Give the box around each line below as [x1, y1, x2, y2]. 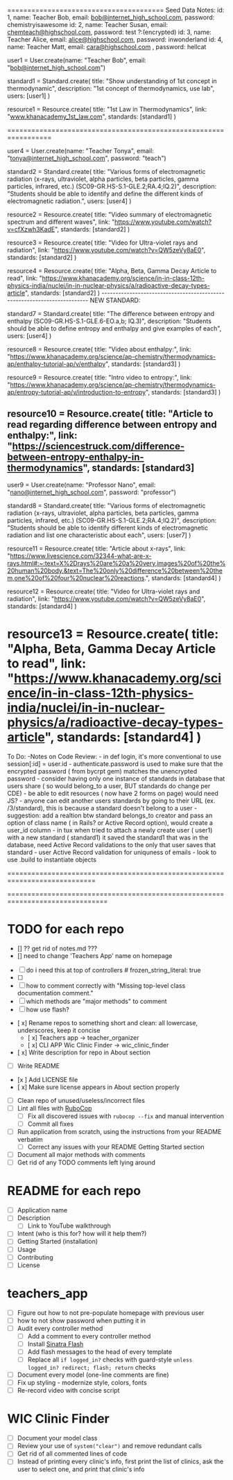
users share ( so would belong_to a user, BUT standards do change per [7, 781, 211, 790]
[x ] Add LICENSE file [17, 1075, 78, 1083]
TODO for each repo [7, 921, 125, 937]
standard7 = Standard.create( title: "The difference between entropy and [7, 310, 215, 317]
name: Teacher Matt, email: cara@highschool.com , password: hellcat [7, 43, 207, 51]
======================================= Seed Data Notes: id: [7, 6, 225, 14]
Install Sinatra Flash [27, 1339, 84, 1348]
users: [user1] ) [7, 92, 51, 100]
